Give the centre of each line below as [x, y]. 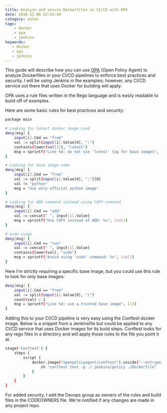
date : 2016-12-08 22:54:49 [33, 14]
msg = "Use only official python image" [56, 188]
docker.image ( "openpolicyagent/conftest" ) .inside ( [85, 362]
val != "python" [31, 184]
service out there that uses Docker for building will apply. [64, 86]
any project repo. [23, 405]
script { [32, 358]
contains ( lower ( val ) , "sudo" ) [45, 252]
